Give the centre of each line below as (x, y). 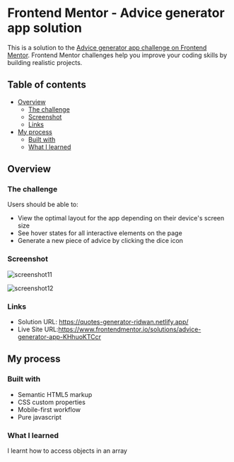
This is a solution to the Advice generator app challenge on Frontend (107, 47)
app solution (45, 28)
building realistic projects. (45, 62)
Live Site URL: (38, 329)
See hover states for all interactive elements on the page (100, 233)
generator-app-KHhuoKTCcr (59, 337)
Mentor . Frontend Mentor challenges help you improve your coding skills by (117, 55)
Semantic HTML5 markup (55, 394)
